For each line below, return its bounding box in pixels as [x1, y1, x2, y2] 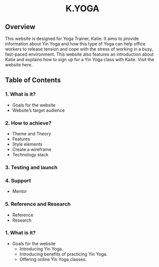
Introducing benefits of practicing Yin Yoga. [19, 251, 108, 257]
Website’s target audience [12, 107, 65, 113]
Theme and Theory [12, 131, 52, 136]
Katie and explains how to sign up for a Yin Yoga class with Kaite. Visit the [5, 57, 155, 62]
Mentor [12, 188, 27, 195]
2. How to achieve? [5, 119, 52, 126]
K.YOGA [65, 3, 100, 14]
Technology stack [12, 151, 49, 158]
